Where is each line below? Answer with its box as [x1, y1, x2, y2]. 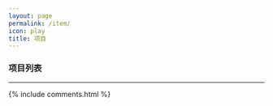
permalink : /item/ [8, 19, 71, 28]
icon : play [8, 27, 45, 35]
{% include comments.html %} [8, 89, 111, 99]
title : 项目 [8, 34, 46, 43]
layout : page [8, 11, 53, 20]
